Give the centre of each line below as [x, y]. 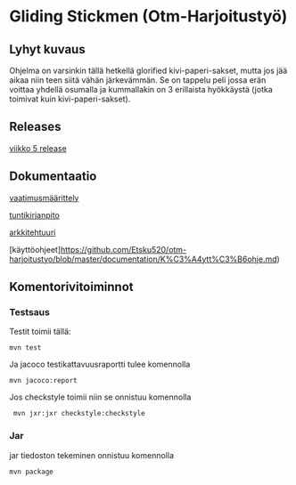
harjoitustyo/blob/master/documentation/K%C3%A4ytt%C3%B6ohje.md [144, 259]
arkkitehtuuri [33, 232]
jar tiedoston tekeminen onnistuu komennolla [91, 455]
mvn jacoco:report [43, 381]
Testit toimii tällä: [40, 332]
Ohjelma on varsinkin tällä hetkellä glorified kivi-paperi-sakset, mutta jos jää [148, 70]
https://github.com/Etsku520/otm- [124, 249]
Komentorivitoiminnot [71, 287]
